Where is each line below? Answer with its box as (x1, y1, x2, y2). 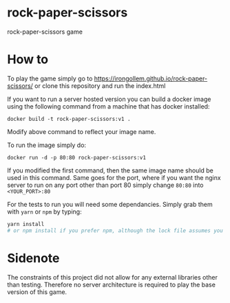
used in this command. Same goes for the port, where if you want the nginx (7, 173, 222, 181)
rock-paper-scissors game (7, 27, 83, 36)
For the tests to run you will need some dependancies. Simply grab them (7, 200, 213, 208)
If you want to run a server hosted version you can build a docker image (7, 95, 211, 103)
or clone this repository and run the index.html (34, 81, 166, 90)
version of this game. (7, 287, 67, 296)
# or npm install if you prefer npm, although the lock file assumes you (7, 227, 224, 234)
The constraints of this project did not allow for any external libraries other (7, 273, 218, 281)
